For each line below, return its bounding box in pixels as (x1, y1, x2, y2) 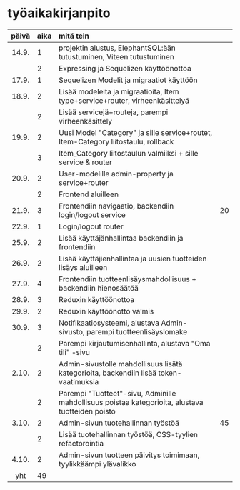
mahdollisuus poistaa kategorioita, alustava (58, 397, 204, 407)
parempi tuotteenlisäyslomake (86, 326, 188, 336)
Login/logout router (58, 221, 124, 231)
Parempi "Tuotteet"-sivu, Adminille (58, 388, 176, 398)
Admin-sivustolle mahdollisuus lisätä (58, 359, 183, 369)
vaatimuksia (58, 376, 99, 386)
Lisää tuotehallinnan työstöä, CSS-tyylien (58, 429, 199, 439)
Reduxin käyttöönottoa (58, 294, 135, 304)
